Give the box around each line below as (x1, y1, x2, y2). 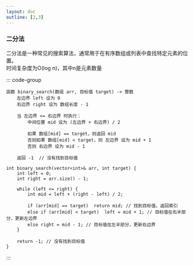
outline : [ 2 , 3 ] (6, 14, 44, 20)
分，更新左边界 (6, 215, 37, 221)
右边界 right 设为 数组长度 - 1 (17, 102, 89, 107)
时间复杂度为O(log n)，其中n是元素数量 (6, 64, 102, 71)
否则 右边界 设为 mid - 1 (27, 143, 85, 149)
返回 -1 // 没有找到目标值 (17, 155, 78, 161)
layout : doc (6, 8, 36, 15)
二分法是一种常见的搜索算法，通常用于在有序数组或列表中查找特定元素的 (6, 49, 183, 56)
